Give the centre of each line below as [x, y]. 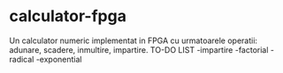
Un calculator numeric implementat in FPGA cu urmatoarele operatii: [134, 40]
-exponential [59, 59]
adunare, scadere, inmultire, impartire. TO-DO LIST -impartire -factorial [139, 49]
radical [22, 59]
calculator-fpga [68, 16]
